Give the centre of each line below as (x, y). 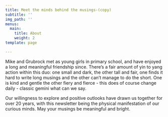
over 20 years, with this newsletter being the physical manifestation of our (82, 103)
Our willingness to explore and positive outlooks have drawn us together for (84, 98)
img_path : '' (19, 19)
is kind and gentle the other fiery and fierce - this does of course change (81, 83)
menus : (12, 24)
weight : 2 (25, 38)
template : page (21, 43)
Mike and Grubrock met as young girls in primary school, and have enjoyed (83, 62)
